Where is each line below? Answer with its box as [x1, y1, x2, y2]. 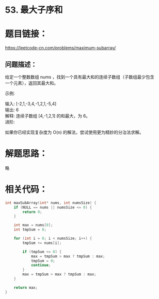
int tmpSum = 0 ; [14, 227, 47, 232]
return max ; [14, 285, 38, 290]
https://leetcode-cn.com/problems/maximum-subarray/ [5, 45, 116, 51]
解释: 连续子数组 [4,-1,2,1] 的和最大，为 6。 [5, 113, 91, 119]
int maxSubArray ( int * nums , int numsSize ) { [5, 200, 96, 205]
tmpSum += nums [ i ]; [22, 240, 62, 246]
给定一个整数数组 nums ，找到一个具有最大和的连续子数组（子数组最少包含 [5, 74, 155, 80]
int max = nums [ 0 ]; [14, 223, 53, 228]
